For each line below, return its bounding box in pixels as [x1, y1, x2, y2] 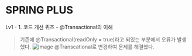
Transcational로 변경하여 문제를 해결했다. [59, 43, 155, 50]
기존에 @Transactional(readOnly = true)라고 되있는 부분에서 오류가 [19, 36, 176, 43]
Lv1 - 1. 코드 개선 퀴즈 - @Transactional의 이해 [5, 23, 113, 30]
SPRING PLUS [5, 3, 74, 17]
